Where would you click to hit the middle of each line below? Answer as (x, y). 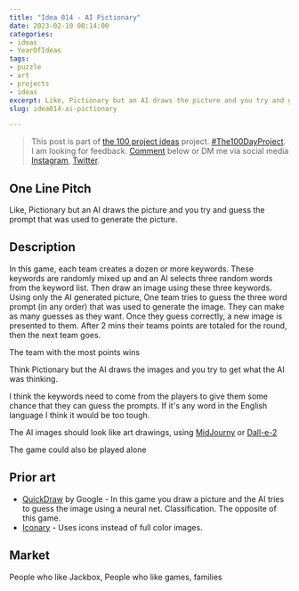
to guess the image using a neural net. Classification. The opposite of (149, 508)
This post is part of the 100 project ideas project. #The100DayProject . (158, 142)
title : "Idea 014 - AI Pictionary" (75, 17)
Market (30, 556)
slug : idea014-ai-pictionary (63, 109)
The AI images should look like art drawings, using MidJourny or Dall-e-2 (143, 432)
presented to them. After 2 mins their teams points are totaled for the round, (148, 325)
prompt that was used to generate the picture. (93, 220)
